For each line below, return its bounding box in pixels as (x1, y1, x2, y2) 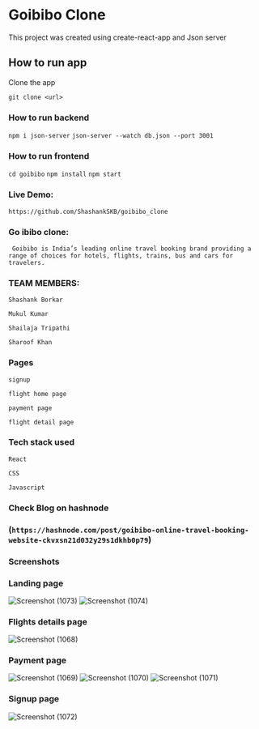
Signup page (8, 693, 60, 705)
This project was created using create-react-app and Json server (8, 32, 227, 42)
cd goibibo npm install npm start (8, 170, 121, 179)
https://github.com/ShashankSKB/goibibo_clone (8, 207, 168, 215)
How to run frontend (8, 150, 90, 161)
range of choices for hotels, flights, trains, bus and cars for (8, 251, 233, 260)
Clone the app (8, 77, 56, 87)
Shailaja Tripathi (8, 324, 70, 333)
